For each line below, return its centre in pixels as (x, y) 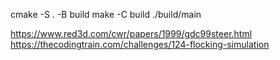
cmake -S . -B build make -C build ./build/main (106, 14)
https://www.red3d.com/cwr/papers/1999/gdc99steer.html (131, 33)
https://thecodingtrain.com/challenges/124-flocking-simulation (140, 44)
